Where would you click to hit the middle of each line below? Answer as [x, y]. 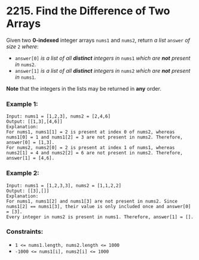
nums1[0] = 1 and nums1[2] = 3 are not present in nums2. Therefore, [95, 137]
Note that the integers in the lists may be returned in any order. [84, 88]
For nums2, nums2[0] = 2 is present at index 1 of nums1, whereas [91, 148]
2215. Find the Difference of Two [88, 11]
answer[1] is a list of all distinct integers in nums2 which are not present [102, 70]
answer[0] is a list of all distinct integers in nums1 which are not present [102, 58]
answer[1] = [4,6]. [30, 158]
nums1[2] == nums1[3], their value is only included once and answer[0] [99, 206]
